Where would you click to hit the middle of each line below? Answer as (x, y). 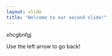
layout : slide (24, 12)
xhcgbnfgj (19, 34)
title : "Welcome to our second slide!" (57, 17)
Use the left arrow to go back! (43, 46)
